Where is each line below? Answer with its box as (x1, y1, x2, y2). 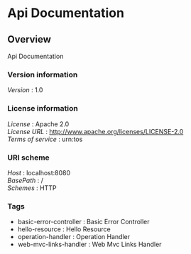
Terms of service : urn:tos (7, 135, 83, 143)
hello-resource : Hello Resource (17, 225, 111, 233)
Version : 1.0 (7, 86, 43, 94)
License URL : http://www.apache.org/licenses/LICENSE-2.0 (7, 127, 184, 136)
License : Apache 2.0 (7, 119, 70, 128)
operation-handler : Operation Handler (17, 233, 130, 241)
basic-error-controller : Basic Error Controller (17, 218, 151, 226)
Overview (7, 33, 52, 45)
